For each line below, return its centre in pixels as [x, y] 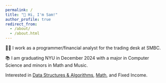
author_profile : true [28, 19]
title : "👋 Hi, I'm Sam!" [31, 15]
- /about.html [25, 33]
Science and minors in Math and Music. [46, 65]
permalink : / [19, 10]
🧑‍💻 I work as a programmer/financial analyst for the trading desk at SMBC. [83, 48]
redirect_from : [21, 24]
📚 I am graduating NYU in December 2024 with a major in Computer [77, 58]
